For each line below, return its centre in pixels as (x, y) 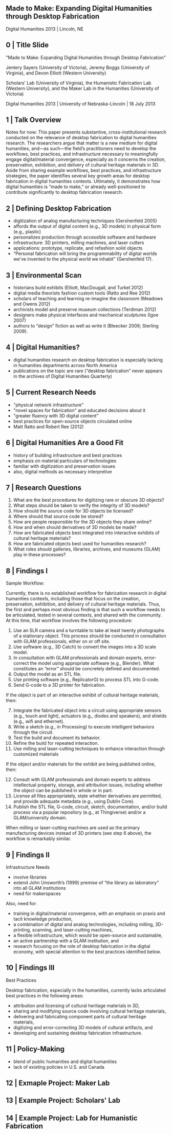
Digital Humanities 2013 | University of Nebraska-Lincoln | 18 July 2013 (81, 104)
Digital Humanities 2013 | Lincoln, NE (45, 29)
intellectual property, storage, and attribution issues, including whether (88, 785)
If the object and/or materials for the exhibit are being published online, (81, 764)
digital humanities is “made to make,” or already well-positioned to (76, 187)
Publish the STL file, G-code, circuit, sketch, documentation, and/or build (90, 807)
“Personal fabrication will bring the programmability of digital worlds (85, 253)
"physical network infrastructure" (48, 405)
